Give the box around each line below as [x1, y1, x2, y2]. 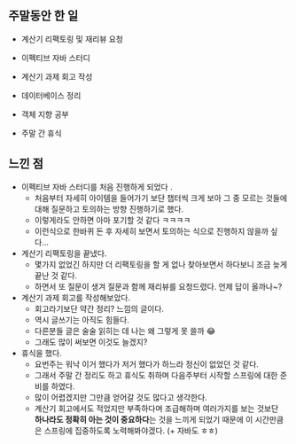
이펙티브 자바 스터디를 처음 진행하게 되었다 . [20, 181, 174, 192]
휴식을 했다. [20, 347, 63, 358]
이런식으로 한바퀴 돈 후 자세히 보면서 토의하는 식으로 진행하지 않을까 [34, 225, 269, 237]
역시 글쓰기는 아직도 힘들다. [34, 314, 129, 325]
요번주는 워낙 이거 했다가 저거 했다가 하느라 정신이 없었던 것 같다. [34, 358, 259, 370]
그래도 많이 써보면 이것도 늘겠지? [34, 336, 148, 347]
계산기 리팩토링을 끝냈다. [20, 247, 107, 259]
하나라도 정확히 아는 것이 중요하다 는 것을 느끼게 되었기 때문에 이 [34, 414, 253, 425]
